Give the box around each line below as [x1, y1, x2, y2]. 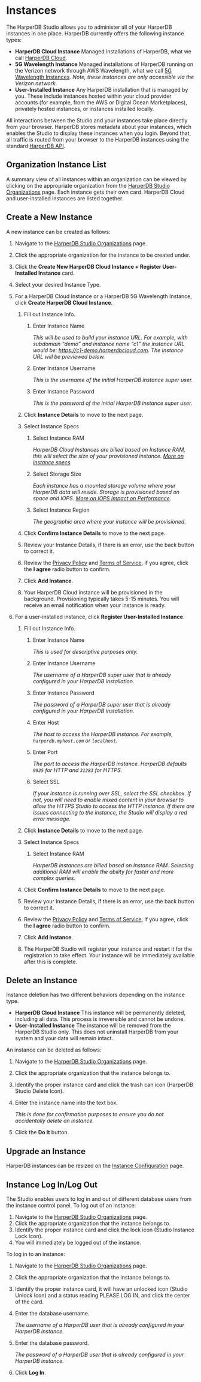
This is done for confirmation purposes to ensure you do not [14, 1111, 164, 1118]
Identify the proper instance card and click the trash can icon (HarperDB [14, 1081, 193, 1089]
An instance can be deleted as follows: [6, 1046, 102, 1053]
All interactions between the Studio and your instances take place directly [6, 116, 188, 124]
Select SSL [32, 778, 60, 785]
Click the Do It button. [14, 1129, 69, 1136]
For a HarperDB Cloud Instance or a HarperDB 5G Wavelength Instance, [14, 292, 193, 300]
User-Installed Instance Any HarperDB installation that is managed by [14, 86, 188, 93]
